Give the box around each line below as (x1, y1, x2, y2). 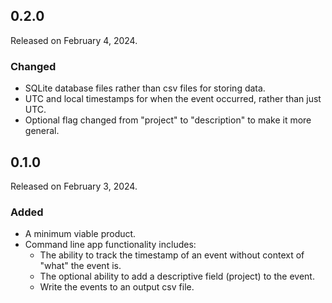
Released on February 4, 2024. (10, 34, 138, 46)
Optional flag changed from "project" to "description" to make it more (24, 114, 312, 126)
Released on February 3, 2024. (10, 180, 138, 192)
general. (24, 125, 60, 137)
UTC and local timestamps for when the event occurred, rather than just (24, 93, 322, 105)
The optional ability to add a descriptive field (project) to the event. (39, 270, 315, 283)
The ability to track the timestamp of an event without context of (39, 249, 305, 261)
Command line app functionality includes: (24, 239, 197, 251)
